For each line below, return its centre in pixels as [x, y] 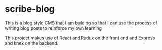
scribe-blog [30, 9]
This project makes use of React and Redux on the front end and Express [80, 38]
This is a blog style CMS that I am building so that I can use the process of [81, 23]
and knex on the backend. [32, 43]
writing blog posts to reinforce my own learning [54, 28]
